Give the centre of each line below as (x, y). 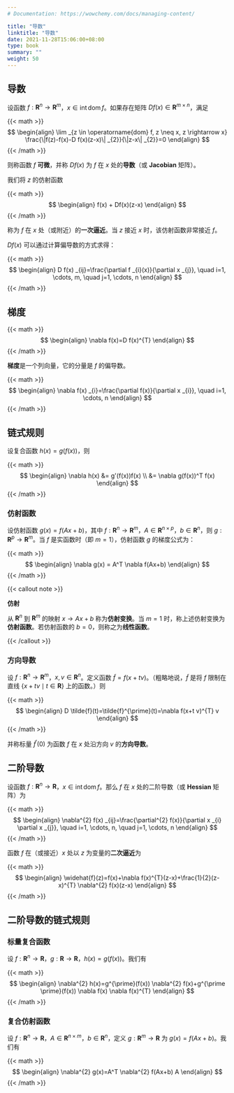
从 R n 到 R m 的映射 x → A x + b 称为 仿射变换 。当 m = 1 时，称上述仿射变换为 (116, 617)
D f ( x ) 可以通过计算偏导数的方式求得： (61, 245)
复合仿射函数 (29, 1021)
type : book (23, 46)
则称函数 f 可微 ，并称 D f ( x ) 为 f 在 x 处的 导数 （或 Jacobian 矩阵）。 (104, 165)
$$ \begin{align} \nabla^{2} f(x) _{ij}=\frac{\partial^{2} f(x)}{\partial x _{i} (117, 820)
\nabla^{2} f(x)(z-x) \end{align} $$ (127, 885)
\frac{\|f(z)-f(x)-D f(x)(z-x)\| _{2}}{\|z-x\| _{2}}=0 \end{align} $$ (117, 140)
